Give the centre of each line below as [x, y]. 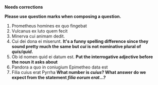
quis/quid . [22, 51]
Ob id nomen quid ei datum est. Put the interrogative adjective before [82, 57]
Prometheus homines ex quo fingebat [49, 26]
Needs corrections [24, 7]
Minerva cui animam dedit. [38, 36]
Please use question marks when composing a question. [63, 16]
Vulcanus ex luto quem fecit [39, 31]
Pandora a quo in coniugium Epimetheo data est [60, 67]
